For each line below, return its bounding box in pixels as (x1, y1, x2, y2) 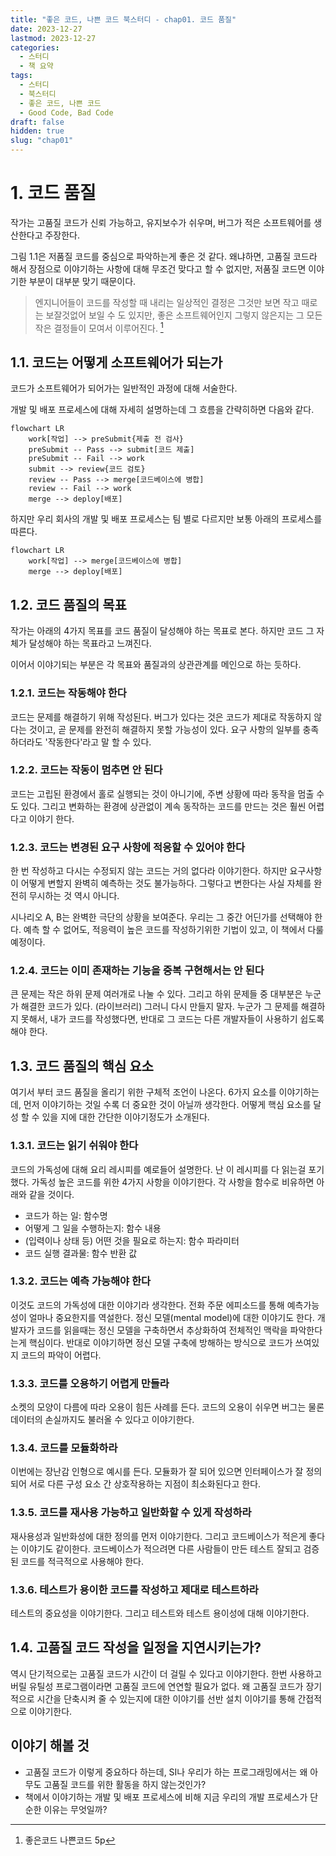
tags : (10, 71, 33, 81)
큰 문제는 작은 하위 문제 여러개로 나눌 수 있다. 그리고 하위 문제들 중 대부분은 (10, 988, 303, 1000)
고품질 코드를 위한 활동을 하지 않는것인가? (43, 1778, 207, 1790)
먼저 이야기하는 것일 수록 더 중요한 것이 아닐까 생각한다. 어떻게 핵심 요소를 (23, 1099, 312, 1111)
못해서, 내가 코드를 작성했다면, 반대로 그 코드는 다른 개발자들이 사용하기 (20, 1013, 298, 1025)
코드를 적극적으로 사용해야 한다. (20, 1555, 144, 1567)
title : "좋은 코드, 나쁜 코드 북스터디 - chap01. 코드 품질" (10, 14, 237, 25)
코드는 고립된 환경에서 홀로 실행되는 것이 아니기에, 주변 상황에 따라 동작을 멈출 (10, 787, 315, 800)
